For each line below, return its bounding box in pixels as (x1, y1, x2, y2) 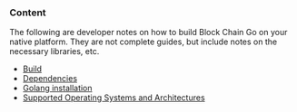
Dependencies (22, 73, 78, 84)
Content (9, 6, 47, 19)
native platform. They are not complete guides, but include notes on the (9, 36, 278, 47)
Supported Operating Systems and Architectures (22, 92, 206, 103)
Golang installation (22, 83, 93, 94)
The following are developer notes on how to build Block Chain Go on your (9, 27, 288, 38)
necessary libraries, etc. (9, 46, 100, 57)
